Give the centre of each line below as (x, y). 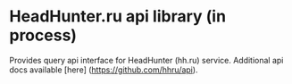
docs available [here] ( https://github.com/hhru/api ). (104, 70)
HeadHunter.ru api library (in (117, 17)
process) (43, 35)
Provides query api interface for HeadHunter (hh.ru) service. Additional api (146, 60)
